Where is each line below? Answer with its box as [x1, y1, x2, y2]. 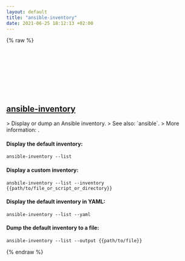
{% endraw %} [6, 248, 44, 256]
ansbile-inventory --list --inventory [6, 180, 104, 186]
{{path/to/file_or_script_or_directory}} [6, 185, 113, 191]
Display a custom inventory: [6, 166, 79, 174]
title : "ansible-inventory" [6, 15, 78, 21]
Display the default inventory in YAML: [6, 198, 106, 205]
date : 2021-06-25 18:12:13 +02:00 [6, 20, 94, 26]
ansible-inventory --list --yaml [6, 211, 91, 217]
